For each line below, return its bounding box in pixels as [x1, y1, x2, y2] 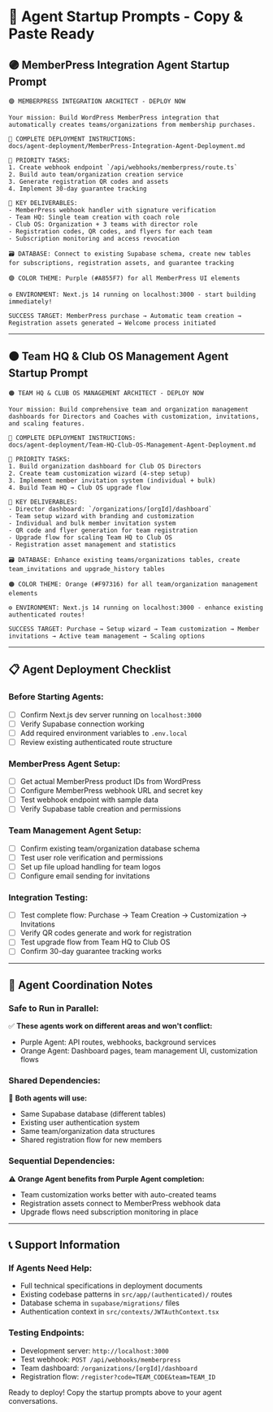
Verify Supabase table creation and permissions [19, 804, 181, 814]
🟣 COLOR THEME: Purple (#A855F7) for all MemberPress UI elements [8, 274, 240, 282]
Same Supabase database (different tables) [19, 1109, 167, 1119]
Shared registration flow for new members [19, 1135, 162, 1145]
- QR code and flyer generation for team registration [8, 526, 198, 534]
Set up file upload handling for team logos [19, 861, 161, 871]
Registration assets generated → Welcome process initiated [8, 319, 217, 327]
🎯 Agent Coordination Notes [8, 978, 153, 991]
